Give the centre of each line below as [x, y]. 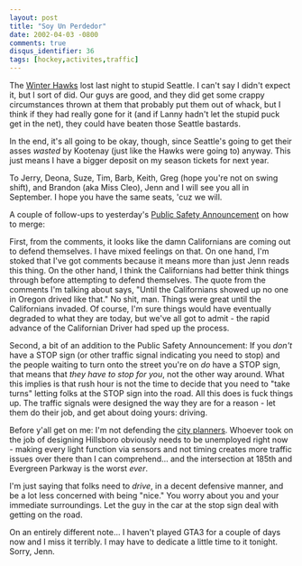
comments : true [38, 43]
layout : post [34, 18]
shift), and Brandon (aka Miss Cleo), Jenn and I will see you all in [129, 187]
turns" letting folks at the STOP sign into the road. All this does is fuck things [151, 393]
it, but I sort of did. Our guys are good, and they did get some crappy [137, 95]
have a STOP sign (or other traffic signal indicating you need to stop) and [145, 355]
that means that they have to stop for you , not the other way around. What [147, 374]
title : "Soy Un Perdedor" [58, 26]
